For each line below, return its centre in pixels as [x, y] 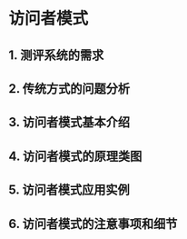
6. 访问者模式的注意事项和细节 [93, 224]
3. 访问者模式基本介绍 [69, 122]
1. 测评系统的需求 [56, 55]
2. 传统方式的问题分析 [69, 89]
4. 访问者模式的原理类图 [75, 156]
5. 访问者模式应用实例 [69, 190]
